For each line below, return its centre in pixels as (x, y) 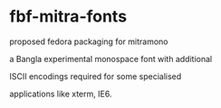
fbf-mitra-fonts (68, 17)
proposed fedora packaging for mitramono (89, 41)
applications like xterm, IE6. (61, 94)
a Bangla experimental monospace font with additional (111, 58)
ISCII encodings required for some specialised (96, 76)
